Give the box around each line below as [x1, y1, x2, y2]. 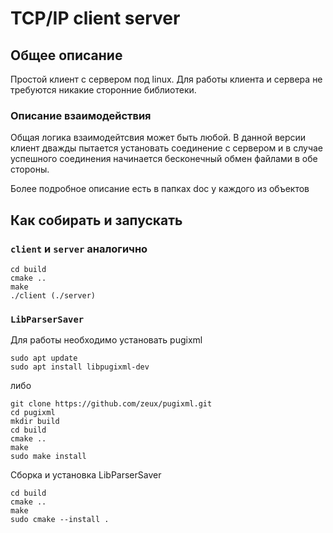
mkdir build [10, 417, 60, 427]
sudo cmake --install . [10, 515, 110, 525]
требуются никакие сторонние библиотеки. [10, 84, 197, 96]
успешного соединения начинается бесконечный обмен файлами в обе [10, 153, 318, 165]
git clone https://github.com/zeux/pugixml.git [10, 399, 213, 409]
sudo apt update [10, 353, 78, 364]
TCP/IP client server [10, 7, 181, 30]
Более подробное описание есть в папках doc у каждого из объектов [10, 183, 310, 195]
